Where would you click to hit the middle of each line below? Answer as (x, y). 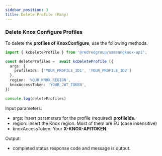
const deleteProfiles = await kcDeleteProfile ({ (59, 61)
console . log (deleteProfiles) (36, 99)
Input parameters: (24, 108)
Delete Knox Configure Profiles (44, 32)
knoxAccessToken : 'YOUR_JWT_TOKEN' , (48, 85)
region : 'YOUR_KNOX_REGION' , (40, 80)
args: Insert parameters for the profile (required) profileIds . (74, 118)
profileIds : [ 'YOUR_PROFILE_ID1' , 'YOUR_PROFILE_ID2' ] (73, 71)
